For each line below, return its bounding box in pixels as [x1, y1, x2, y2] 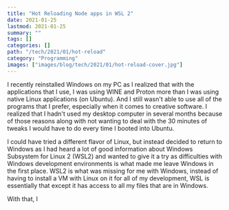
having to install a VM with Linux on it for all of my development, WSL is [7, 174, 210, 182]
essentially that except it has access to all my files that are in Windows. [7, 181, 208, 189]
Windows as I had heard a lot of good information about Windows [7, 145, 193, 153]
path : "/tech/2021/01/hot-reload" [7, 49, 107, 56]
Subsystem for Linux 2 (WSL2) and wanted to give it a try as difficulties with [7, 152, 222, 160]
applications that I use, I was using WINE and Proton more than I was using [7, 87, 219, 96]
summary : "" [7, 29, 41, 36]
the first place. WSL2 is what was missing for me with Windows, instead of [7, 167, 219, 175]
